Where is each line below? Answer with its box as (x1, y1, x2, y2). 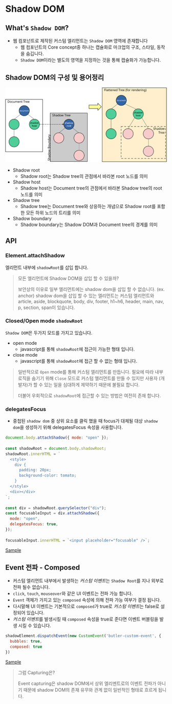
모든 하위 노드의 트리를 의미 (26, 210, 81, 216)
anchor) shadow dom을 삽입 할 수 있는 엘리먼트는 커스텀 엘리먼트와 (17, 293, 155, 299)
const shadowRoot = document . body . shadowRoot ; (5, 446, 106, 451)
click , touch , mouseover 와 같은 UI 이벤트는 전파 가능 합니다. (12, 590, 133, 597)
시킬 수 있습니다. (18, 623, 51, 629)
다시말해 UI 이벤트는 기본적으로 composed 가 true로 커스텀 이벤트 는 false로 (12, 603, 160, 610)
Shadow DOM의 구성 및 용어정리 (5, 73, 104, 82)
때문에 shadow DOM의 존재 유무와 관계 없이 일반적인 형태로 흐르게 (23, 687, 157, 693)
